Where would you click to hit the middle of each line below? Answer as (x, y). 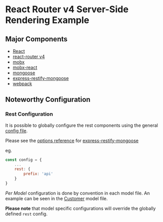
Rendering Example (47, 20)
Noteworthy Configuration (48, 100)
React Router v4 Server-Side (67, 9)
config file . (17, 130)
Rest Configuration (29, 114)
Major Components (36, 39)
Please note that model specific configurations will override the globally (80, 208)
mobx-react (25, 67)
